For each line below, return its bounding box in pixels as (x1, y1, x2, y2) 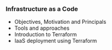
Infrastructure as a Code (5, 5, 78, 13)
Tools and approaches (14, 24, 70, 32)
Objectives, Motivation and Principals (14, 18, 107, 26)
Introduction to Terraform (14, 31, 77, 38)
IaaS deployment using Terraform (14, 37, 97, 45)
